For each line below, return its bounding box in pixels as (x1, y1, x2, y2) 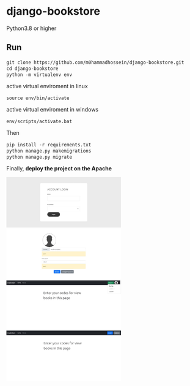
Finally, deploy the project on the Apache (6, 164, 112, 172)
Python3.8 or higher (6, 25, 57, 32)
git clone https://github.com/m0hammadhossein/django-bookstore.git (6, 59, 185, 66)
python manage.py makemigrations (6, 148, 92, 154)
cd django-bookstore (6, 66, 59, 72)
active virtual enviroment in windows (6, 105, 99, 113)
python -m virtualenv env (6, 72, 72, 78)
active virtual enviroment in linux (6, 82, 89, 89)
